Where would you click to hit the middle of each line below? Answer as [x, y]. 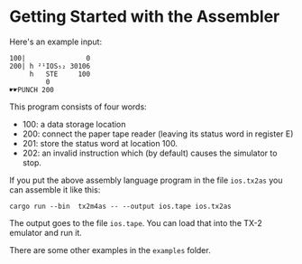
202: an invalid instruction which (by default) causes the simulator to [150, 153]
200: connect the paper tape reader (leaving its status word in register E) [158, 134]
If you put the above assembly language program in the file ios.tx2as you [146, 180]
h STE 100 [60, 74]
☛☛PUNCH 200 [32, 90]
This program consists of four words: [78, 107]
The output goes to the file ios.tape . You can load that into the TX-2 [136, 222]
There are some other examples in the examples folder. [110, 250]
